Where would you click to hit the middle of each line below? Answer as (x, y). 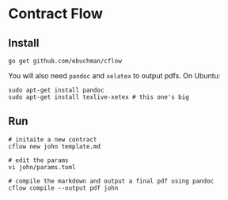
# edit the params (38, 160)
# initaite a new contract (53, 139)
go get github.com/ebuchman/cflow (65, 61)
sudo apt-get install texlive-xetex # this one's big (99, 97)
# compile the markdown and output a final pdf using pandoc (111, 181)
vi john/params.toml (42, 167)
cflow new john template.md (55, 146)
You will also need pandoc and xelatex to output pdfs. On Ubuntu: (114, 75)
